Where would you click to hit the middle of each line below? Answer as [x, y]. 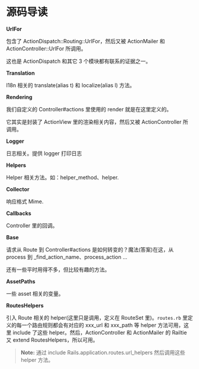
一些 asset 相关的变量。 [35, 293]
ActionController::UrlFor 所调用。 [46, 49]
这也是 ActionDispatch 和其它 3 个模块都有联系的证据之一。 [78, 61]
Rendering [19, 97]
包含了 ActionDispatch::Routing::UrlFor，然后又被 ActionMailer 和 [86, 41]
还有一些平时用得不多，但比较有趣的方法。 [58, 269]
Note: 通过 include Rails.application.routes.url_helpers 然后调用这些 [103, 352]
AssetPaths [21, 281]
